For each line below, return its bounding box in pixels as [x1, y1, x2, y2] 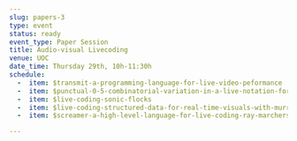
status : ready [9, 29, 62, 38]
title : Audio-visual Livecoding [9, 46, 128, 55]
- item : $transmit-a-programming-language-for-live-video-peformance [17, 78, 283, 87]
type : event [9, 21, 53, 30]
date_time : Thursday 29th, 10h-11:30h [9, 63, 152, 71]
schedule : [9, 70, 46, 79]
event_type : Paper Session [9, 37, 109, 47]
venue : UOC [9, 54, 49, 63]
